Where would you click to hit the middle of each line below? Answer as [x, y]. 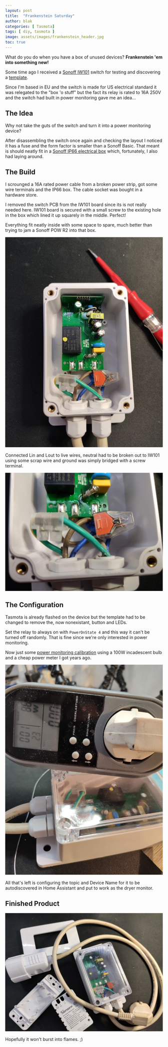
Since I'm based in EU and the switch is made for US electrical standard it [81, 87]
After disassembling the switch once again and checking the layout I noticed [84, 140]
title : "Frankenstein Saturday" [40, 16]
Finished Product [32, 904]
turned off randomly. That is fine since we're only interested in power [76, 637]
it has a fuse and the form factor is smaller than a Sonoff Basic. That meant [82, 145]
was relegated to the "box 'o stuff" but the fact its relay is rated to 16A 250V [83, 92]
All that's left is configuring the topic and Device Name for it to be [72, 882]
